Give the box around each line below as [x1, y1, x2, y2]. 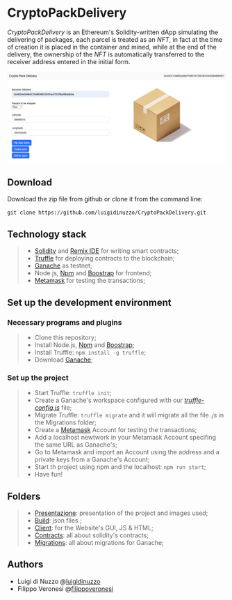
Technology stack [7, 228, 87, 240]
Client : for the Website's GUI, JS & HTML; [34, 524, 154, 532]
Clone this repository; [34, 333, 97, 341]
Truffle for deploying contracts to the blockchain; [34, 254, 175, 263]
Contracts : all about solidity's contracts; [34, 531, 149, 539]
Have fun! [34, 470, 63, 479]
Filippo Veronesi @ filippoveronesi [17, 584, 113, 593]
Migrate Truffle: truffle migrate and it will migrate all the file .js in [34, 411, 224, 420]
